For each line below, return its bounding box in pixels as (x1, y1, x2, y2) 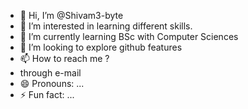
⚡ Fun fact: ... (19, 89, 75, 100)
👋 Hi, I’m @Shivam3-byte (19, 10, 124, 21)
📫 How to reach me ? (19, 53, 110, 64)
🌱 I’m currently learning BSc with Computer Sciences (19, 31, 239, 42)
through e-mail (19, 67, 82, 79)
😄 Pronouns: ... (19, 78, 85, 89)
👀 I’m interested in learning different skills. (19, 20, 193, 32)
